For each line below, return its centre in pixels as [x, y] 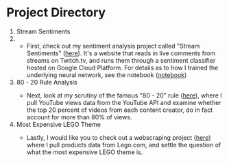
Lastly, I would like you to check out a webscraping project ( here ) [119, 137]
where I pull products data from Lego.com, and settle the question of [124, 145]
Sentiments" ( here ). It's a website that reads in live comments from [121, 53]
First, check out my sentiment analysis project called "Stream [113, 46]
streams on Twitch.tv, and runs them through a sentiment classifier [121, 60]
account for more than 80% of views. [79, 117]
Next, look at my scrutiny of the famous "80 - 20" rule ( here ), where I [124, 95]
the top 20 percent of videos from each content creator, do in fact [120, 110]
